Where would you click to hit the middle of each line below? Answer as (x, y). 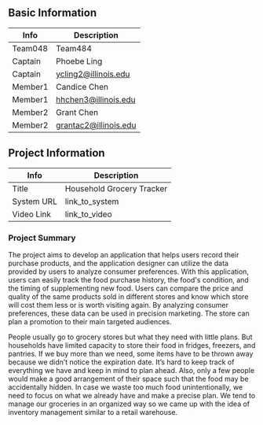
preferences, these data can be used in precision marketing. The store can (129, 313)
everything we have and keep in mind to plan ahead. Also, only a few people (131, 370)
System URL (35, 201)
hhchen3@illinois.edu (96, 99)
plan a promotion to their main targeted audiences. (90, 321)
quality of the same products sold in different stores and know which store (128, 296)
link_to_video (88, 214)
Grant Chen (77, 112)
